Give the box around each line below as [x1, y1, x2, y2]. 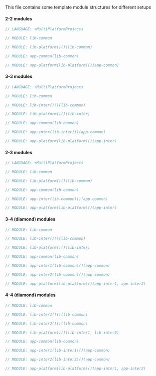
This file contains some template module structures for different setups [5, 4, 151, 10]
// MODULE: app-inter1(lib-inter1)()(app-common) [5, 348, 111, 353]
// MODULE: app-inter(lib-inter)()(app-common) [5, 130, 106, 135]
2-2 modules [5, 15, 32, 21]
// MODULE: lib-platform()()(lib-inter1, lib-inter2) [5, 330, 120, 335]
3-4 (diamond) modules [5, 216, 56, 222]
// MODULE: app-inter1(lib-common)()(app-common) [5, 263, 111, 268]
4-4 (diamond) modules [5, 292, 56, 298]
